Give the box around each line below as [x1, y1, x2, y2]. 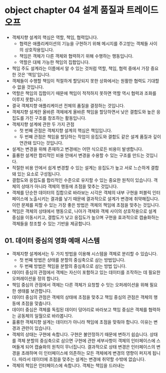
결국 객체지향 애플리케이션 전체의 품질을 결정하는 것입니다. [11, 102, 125, 108]
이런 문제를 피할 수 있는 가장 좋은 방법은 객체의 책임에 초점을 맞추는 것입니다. [11, 202, 161, 208]
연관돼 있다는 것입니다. [19, 140, 64, 146]
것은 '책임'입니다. [17, 72, 51, 77]
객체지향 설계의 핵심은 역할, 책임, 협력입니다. [11, 34, 98, 40]
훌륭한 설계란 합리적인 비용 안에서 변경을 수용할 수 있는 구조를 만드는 [11, 152, 145, 158]
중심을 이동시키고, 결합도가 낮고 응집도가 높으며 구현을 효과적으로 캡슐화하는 [11, 214, 160, 220]
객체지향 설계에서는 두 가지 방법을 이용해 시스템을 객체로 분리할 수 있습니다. [11, 250, 158, 256]
